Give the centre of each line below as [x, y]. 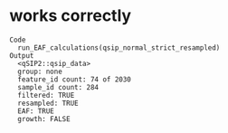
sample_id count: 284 [58, 87]
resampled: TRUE [48, 103]
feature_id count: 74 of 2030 [74, 79]
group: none [40, 71]
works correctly [71, 16]
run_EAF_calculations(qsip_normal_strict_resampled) [119, 47]
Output [22, 55]
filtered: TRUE [46, 95]
